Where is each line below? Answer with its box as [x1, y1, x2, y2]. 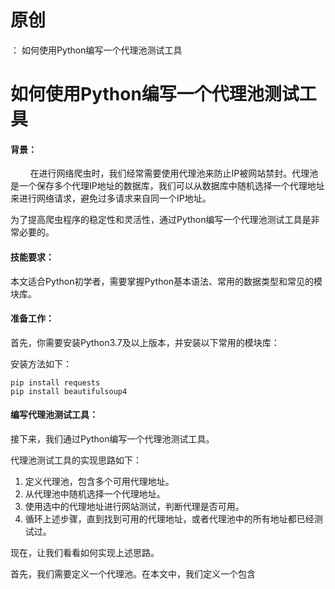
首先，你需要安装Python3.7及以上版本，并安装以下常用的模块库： [10, 336, 280, 348]
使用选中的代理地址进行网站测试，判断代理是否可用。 [24, 500, 245, 512]
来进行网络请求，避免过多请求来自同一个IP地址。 [10, 192, 212, 205]
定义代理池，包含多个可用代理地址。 [24, 475, 175, 487]
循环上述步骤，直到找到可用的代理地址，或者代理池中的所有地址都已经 [24, 512, 315, 525]
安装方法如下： [10, 357, 72, 370]
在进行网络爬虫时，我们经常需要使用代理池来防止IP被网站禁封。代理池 [29, 167, 319, 180]
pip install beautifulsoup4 [10, 386, 128, 396]
